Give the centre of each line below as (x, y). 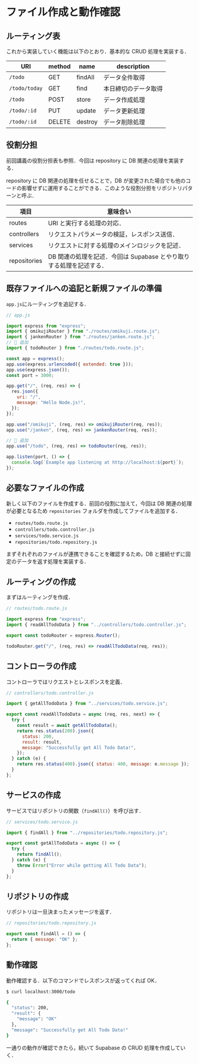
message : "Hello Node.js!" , (51, 402)
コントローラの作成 (41, 666)
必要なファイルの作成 (45, 488)
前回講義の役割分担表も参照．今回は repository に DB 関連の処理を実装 (93, 160)
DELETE (60, 122)
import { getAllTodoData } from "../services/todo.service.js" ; (87, 704)
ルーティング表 (33, 36)
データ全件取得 (124, 78)
